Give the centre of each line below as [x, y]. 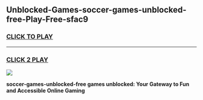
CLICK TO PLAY [30, 37]
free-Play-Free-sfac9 [47, 20]
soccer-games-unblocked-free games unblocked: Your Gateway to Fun [98, 84]
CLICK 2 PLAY [27, 59]
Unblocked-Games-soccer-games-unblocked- [96, 10]
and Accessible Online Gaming [46, 90]
